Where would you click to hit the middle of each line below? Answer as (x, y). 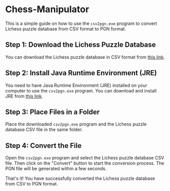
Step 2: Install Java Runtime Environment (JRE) (81, 73)
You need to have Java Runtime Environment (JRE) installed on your (76, 85)
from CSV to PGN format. (32, 184)
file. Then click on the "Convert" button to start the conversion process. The (85, 163)
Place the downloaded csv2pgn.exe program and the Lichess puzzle (76, 124)
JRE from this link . (24, 96)
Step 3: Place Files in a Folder (53, 112)
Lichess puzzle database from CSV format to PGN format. (66, 28)
